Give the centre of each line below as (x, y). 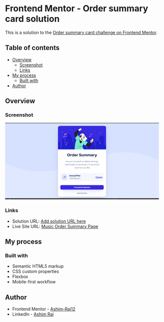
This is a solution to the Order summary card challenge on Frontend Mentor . (81, 32)
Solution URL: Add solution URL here (49, 221)
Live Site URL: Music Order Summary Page (55, 226)
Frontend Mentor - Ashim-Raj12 (44, 309)
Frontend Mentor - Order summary (77, 9)
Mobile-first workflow (34, 282)
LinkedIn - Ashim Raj (33, 314)
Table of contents (32, 48)
